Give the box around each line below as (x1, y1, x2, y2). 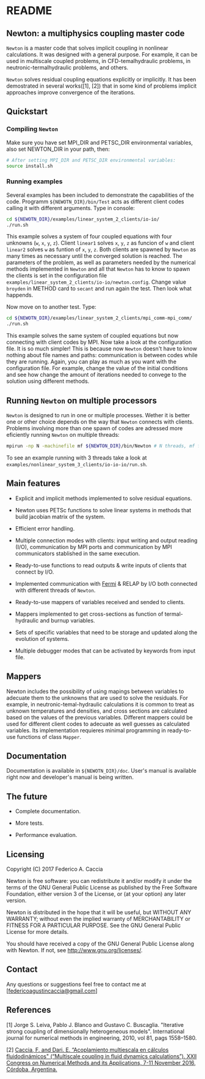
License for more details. (6, 928, 69, 935)
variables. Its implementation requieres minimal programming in (6, 727, 167, 734)
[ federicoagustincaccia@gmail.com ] (6, 987, 98, 994)
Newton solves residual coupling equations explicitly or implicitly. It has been (6, 76, 196, 83)
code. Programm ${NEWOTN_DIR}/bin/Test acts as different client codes (6, 197, 184, 205)
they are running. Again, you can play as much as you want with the (6, 358, 177, 365)
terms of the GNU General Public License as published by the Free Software (6, 884, 198, 891)
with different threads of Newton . (15, 586, 96, 594)
